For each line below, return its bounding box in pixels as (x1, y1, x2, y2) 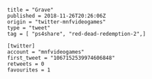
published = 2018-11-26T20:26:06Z (7, 12, 107, 19)
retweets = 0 (7, 60, 45, 67)
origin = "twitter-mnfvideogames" (7, 19, 107, 25)
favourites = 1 (7, 67, 51, 74)
